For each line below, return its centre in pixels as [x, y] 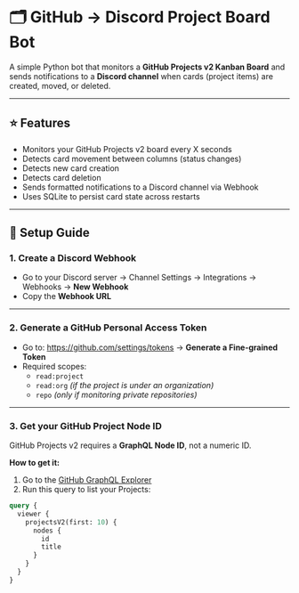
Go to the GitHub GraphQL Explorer [87, 480]
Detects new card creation [71, 168]
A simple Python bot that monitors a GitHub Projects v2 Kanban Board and [147, 67]
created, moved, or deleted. [60, 85]
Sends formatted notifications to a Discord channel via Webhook [140, 187]
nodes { [47, 531]
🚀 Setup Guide [50, 233]
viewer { [33, 514]
